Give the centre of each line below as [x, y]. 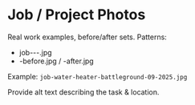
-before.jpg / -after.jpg [56, 61]
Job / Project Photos [77, 15]
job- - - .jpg [36, 52]
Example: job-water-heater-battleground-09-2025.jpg [97, 76]
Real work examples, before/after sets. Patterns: [87, 37]
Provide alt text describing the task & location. [83, 92]
